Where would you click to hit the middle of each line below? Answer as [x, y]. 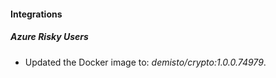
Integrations [36, 14]
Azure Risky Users [49, 37]
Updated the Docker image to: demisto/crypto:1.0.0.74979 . [145, 62]
